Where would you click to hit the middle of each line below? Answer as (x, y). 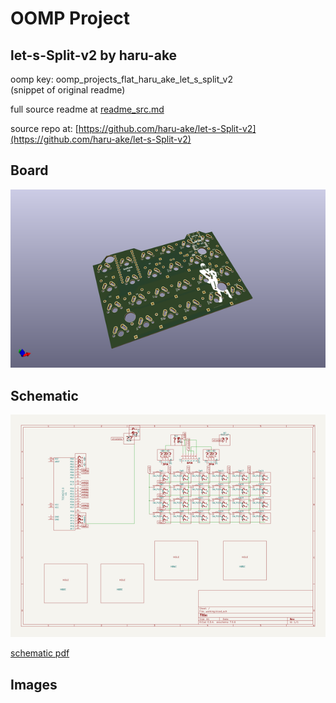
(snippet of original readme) (68, 90)
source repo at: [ (44, 128)
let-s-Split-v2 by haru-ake (94, 55)
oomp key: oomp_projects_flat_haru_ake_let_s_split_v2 (121, 79)
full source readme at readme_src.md (87, 109)
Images (34, 684)
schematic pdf (40, 653)
